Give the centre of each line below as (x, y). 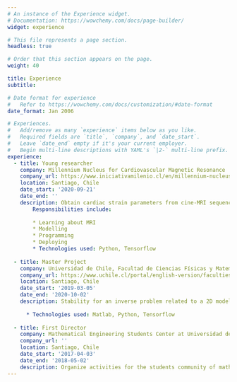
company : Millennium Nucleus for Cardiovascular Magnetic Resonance (123, 170)
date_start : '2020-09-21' (58, 190)
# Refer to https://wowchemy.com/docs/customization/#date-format (110, 104)
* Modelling (50, 229)
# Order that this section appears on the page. (80, 59)
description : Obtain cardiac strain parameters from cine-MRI (113, 202)
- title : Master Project (50, 262)
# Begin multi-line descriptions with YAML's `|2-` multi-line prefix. (118, 150)
